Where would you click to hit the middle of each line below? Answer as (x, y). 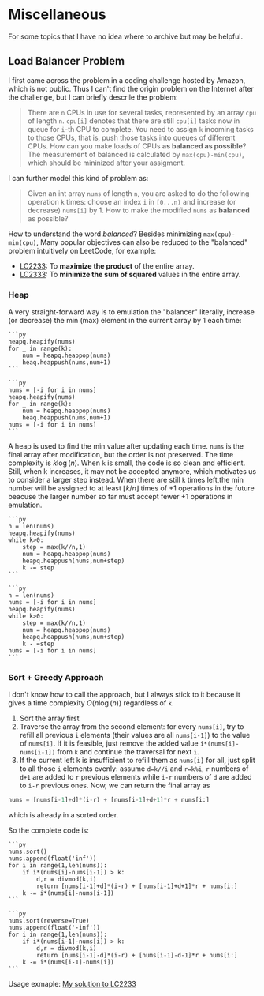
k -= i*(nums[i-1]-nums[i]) (68, 962)
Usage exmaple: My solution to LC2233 (72, 984)
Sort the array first (50, 718)
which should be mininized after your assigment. (106, 163)
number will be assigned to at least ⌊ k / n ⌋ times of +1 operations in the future (131, 488)
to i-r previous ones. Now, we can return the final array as (115, 786)
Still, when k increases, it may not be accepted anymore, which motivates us (132, 472)
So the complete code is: (48, 830)
